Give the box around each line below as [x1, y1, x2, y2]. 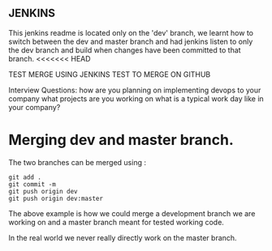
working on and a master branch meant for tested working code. [8, 217, 225, 227]
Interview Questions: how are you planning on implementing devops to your [8, 85, 261, 95]
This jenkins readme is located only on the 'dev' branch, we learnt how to [8, 28, 254, 37]
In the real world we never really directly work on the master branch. [8, 232, 237, 242]
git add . [8, 173, 42, 181]
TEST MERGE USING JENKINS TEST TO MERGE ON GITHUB [8, 69, 211, 79]
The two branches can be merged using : [8, 157, 146, 167]
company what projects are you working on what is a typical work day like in [8, 93, 264, 104]
